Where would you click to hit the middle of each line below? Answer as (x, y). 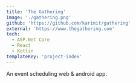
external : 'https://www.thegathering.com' (60, 29)
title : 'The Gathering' (36, 12)
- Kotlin (23, 51)
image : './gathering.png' (39, 17)
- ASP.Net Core (31, 40)
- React (21, 46)
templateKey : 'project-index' (44, 57)
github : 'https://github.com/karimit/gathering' (69, 23)
